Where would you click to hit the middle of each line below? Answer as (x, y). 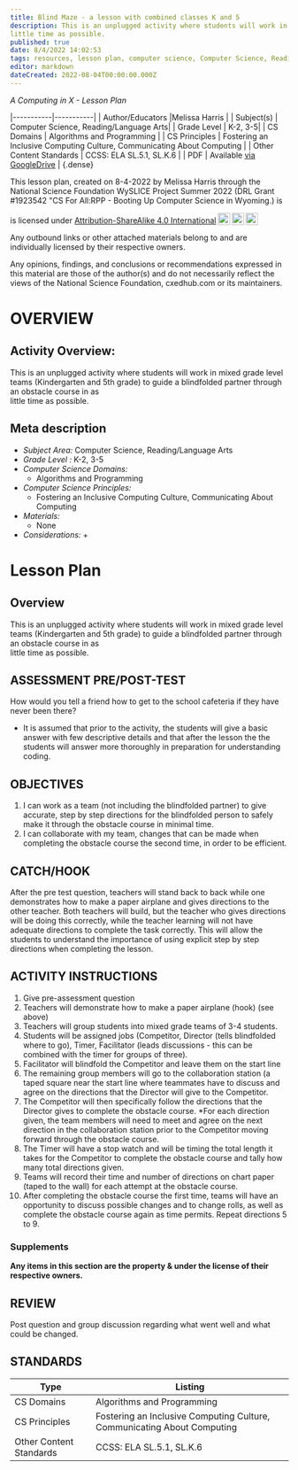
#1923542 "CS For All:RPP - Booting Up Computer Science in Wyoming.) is (146, 200)
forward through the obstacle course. (91, 1139)
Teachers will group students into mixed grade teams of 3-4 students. (150, 1026)
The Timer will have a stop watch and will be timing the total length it (148, 1149)
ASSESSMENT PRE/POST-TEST (98, 680)
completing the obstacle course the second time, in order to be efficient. (155, 843)
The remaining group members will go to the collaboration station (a (146, 1073)
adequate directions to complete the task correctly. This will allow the (137, 930)
